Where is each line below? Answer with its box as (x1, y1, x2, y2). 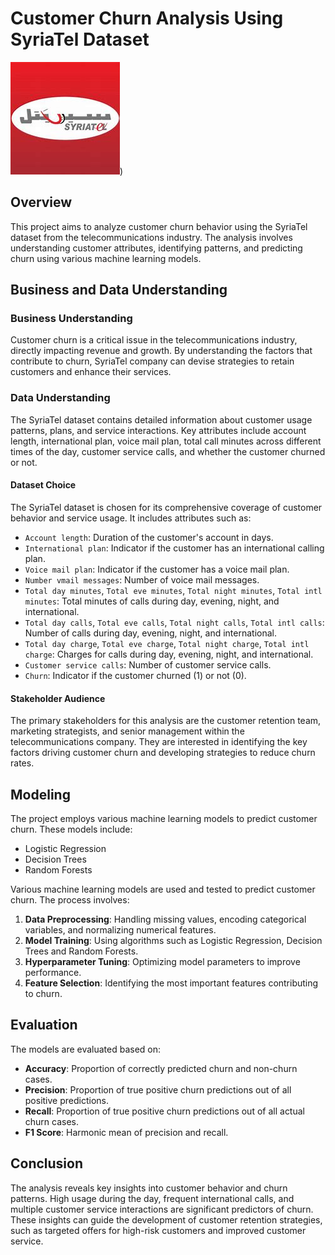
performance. (24, 966, 82, 978)
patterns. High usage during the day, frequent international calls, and (10, 1192, 295, 1204)
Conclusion (10, 1155, 84, 1172)
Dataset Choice (10, 479, 77, 491)
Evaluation (10, 1017, 78, 1034)
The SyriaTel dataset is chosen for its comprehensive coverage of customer (10, 501, 323, 513)
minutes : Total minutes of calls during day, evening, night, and (24, 595, 280, 607)
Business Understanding (10, 312, 133, 326)
